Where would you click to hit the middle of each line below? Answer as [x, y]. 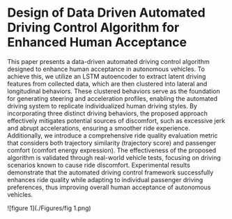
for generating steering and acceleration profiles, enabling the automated [113, 98]
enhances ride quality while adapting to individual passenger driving [105, 179]
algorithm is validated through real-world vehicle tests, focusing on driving [114, 157]
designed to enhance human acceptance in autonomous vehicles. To [106, 69]
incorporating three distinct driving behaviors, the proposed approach [107, 113]
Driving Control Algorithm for [93, 27]
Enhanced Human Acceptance [97, 42]
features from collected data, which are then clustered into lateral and [107, 83]
